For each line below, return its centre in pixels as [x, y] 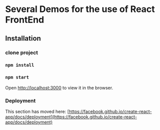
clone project [22, 52]
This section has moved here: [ [37, 111]
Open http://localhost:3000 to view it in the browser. [59, 87]
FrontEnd [25, 20]
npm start [17, 77]
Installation [23, 38]
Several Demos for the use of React [80, 9]
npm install [20, 65]
